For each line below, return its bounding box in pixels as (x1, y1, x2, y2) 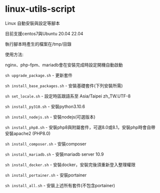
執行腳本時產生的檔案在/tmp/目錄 (5, 41, 72, 47)
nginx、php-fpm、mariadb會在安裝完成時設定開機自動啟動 (5, 62, 123, 68)
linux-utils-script (5, 3, 76, 15)
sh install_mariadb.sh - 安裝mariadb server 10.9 (5, 151, 104, 157)
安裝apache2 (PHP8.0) (5, 130, 51, 136)
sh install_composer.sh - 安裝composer (5, 141, 87, 146)
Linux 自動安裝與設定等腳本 (5, 20, 60, 26)
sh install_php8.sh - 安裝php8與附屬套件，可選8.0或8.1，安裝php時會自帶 (5, 124, 156, 130)
